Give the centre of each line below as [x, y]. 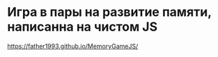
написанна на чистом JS [83, 27]
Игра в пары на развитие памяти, [109, 12]
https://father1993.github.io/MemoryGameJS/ [73, 46]
